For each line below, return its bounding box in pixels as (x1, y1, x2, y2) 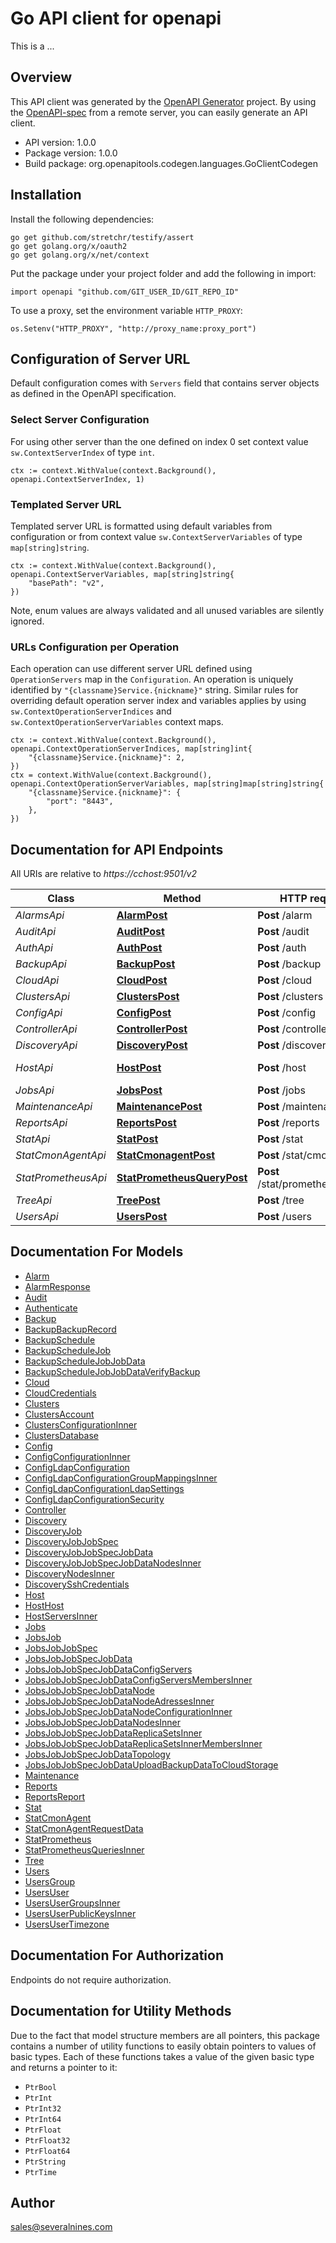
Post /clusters (257, 990, 324, 1004)
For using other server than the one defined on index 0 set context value (10, 435, 309, 447)
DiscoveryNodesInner (24, 1567, 115, 1579)
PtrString (24, 2157, 67, 2167)
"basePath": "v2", (28, 578, 105, 588)
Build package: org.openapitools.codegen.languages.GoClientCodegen (24, 157, 318, 169)
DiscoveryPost (116, 1038, 188, 1052)
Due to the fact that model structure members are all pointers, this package (10, 2029, 320, 2041)
